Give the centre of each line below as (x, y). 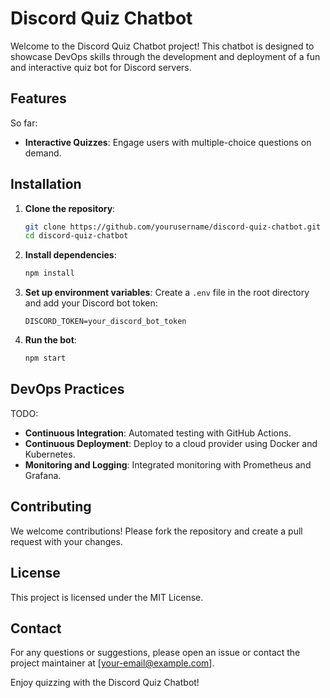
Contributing (51, 507)
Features (38, 98)
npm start (45, 358)
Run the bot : (50, 340)
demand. (43, 153)
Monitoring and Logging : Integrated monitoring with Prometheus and (168, 464)
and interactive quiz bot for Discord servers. (101, 67)
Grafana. (43, 475)
